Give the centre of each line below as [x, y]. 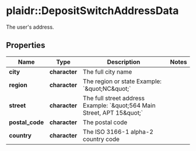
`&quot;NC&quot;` [107, 88]
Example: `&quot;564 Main [119, 105]
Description [124, 61]
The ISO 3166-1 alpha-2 [118, 132]
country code [101, 139]
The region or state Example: [122, 81]
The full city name [107, 71]
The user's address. [30, 27]
